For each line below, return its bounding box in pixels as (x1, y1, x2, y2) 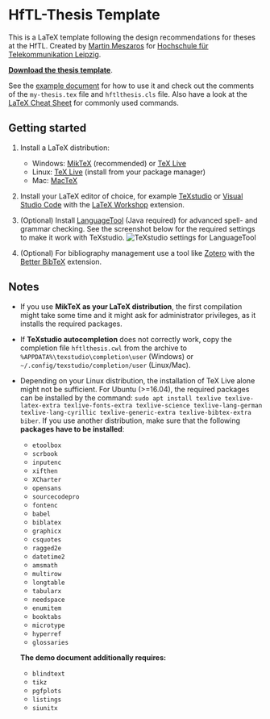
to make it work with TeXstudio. (19, 232, 125, 242)
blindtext (31, 670, 66, 678)
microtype (31, 621, 66, 629)
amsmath (31, 561, 58, 570)
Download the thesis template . (8, 65, 113, 74)
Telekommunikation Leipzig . (8, 49, 102, 59)
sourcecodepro (31, 492, 80, 501)
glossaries (31, 638, 69, 646)
